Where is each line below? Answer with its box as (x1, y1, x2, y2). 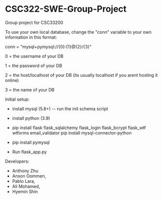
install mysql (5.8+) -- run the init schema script (12, 106, 108, 111)
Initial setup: (5, 96, 30, 102)
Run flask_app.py (12, 149, 47, 155)
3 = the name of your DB (5, 87, 55, 92)
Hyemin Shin (12, 188, 38, 194)
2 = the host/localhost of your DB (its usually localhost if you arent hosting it (5, 72, 158, 78)
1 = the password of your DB (5, 63, 62, 68)
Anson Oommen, (12, 173, 46, 179)
